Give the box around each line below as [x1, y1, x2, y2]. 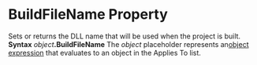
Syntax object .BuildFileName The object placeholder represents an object [8, 39, 250, 49]
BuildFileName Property [8, 5, 168, 23]
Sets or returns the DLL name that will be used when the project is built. [8, 31, 241, 41]
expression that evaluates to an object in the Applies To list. [8, 48, 201, 57]
